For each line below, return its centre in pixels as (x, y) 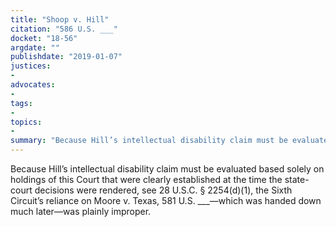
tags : (21, 103)
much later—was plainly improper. (81, 211)
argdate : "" (35, 47)
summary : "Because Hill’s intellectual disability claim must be (149, 141)
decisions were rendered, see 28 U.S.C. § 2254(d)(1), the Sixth (163, 190)
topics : (26, 122)
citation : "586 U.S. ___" (64, 29)
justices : (31, 66)
